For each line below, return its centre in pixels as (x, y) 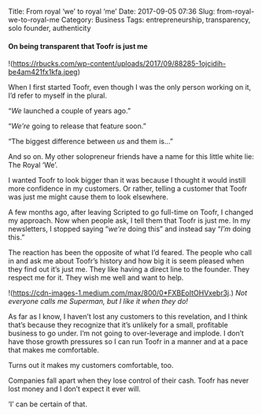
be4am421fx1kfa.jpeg (43, 72)
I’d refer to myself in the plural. (58, 96)
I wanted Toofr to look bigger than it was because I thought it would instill (127, 180)
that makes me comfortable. (54, 350)
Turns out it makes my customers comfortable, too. (91, 365)
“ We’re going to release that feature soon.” (77, 126)
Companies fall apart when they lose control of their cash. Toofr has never (129, 380)
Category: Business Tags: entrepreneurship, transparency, (156, 20)
